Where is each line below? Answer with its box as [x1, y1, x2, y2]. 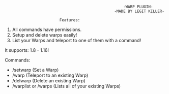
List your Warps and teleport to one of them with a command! [12, 38, 141, 43]
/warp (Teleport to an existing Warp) [12, 72, 89, 78]
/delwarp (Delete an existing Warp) [12, 78, 86, 83]
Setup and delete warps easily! [12, 32, 77, 38]
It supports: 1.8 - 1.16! [5, 47, 49, 53]
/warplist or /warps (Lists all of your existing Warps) [12, 83, 121, 89]
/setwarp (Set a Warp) [12, 67, 59, 73]
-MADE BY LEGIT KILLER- [114, 9, 165, 14]
